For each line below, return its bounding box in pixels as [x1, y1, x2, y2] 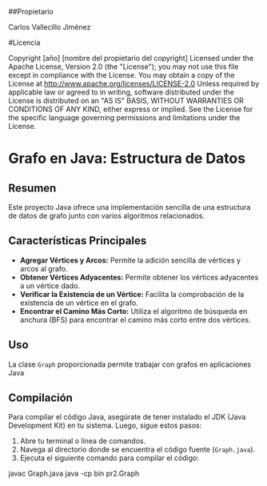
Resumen [8, 181, 57, 195]
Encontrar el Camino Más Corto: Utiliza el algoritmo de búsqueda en [19, 306, 248, 315]
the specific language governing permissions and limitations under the [8, 113, 241, 123]
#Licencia [8, 38, 41, 47]
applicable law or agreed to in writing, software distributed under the [8, 87, 234, 97]
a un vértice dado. [19, 280, 80, 291]
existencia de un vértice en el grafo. [19, 298, 138, 307]
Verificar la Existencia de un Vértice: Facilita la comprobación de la [19, 289, 245, 299]
